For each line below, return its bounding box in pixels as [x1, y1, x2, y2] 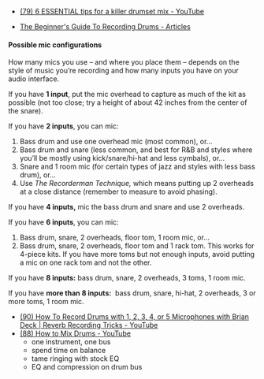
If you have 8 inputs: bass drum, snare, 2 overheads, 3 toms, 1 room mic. [8, 273, 246, 283]
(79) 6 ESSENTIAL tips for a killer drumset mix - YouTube [19, 7, 205, 16]
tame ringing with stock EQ [31, 354, 120, 363]
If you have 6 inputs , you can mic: [8, 217, 120, 227]
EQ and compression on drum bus [31, 362, 143, 372]
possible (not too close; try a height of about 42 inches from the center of [8, 98, 247, 107]
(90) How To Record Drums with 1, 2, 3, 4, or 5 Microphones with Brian [19, 312, 250, 321]
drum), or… [19, 170, 57, 180]
